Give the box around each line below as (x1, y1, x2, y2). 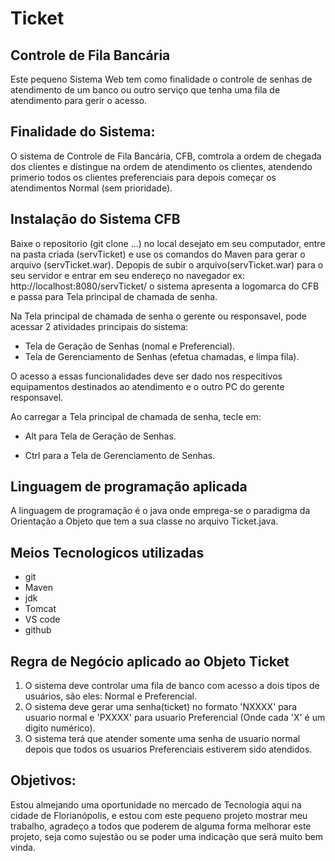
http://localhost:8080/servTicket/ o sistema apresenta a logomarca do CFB (10, 280, 320, 292)
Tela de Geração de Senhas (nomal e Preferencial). (24, 340, 236, 352)
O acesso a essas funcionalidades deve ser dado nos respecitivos (10, 370, 283, 382)
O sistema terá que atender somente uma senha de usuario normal (24, 733, 301, 745)
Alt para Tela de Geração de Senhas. (24, 430, 177, 442)
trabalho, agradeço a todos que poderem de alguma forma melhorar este (10, 820, 312, 832)
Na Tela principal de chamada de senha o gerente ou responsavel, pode (10, 310, 307, 322)
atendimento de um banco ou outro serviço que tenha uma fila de (10, 84, 281, 96)
